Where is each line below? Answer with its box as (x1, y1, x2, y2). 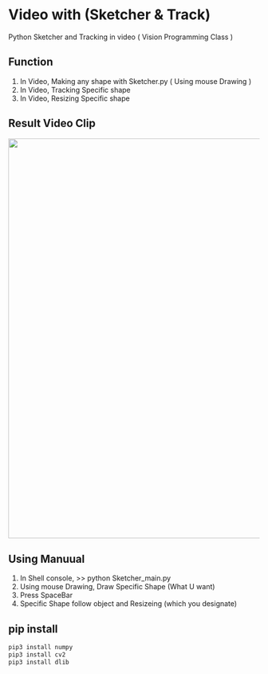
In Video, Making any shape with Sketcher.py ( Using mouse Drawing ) (19, 76, 252, 86)
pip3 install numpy (8, 644, 73, 652)
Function (8, 55, 53, 69)
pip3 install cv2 (8, 651, 66, 659)
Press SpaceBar (19, 590, 73, 600)
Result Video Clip (8, 117, 96, 130)
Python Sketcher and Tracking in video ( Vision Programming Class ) (8, 32, 234, 42)
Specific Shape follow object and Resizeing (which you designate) (19, 599, 238, 608)
